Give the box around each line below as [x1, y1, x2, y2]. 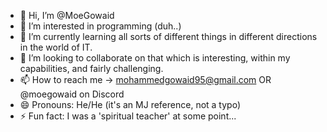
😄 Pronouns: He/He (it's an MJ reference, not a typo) [19, 99, 241, 110]
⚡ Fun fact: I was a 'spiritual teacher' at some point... [19, 110, 237, 122]
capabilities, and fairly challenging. [19, 63, 164, 74]
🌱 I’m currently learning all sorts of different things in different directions [19, 31, 318, 42]
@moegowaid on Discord [19, 88, 125, 100]
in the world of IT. [19, 41, 93, 53]
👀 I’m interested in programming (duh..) [19, 20, 182, 32]
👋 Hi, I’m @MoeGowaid [19, 10, 115, 21]
